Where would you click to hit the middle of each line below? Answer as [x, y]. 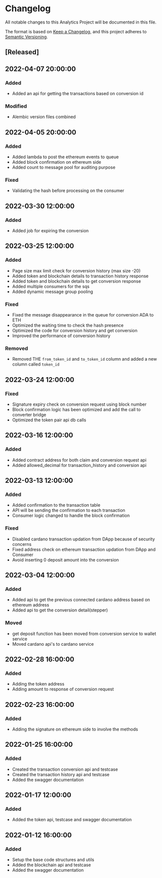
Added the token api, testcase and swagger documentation [72, 820]
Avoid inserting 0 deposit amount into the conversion [65, 560]
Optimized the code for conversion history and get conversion [75, 330]
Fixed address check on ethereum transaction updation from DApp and [84, 549]
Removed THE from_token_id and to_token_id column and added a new [84, 359]
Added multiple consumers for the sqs [51, 286]
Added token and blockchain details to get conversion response [76, 281]
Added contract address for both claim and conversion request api [79, 460]
